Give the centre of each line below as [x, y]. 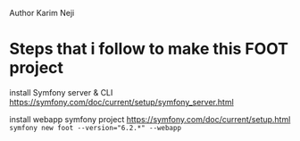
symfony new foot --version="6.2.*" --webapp [95, 128]
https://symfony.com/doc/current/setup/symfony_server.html [121, 102]
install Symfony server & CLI [61, 92]
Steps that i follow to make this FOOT [149, 49]
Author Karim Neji [42, 13]
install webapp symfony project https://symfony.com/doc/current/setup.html [150, 119]
